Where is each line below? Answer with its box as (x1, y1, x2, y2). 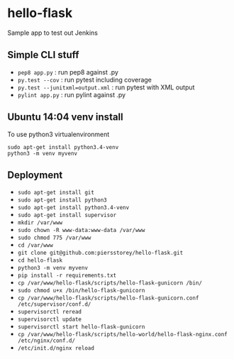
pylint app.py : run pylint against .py (17, 90, 126, 99)
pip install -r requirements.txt (17, 272, 117, 280)
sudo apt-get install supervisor (17, 211, 117, 219)
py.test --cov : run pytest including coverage (17, 75, 152, 84)
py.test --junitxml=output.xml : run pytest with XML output (17, 83, 195, 92)
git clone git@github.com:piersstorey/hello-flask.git (17, 250, 184, 257)
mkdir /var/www (17, 219, 63, 226)
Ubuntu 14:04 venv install (7, 111, 123, 123)
